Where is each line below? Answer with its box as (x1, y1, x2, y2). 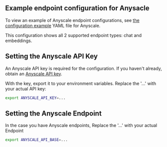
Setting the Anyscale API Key (5, 52, 98, 60)
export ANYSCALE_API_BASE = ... (5, 137, 68, 142)
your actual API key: (5, 85, 46, 91)
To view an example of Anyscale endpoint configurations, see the (5, 17, 140, 23)
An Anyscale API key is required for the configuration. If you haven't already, (5, 65, 162, 71)
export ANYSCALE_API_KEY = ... (5, 95, 66, 100)
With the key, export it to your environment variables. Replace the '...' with (5, 80, 156, 86)
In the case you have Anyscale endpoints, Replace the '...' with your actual (5, 122, 158, 128)
